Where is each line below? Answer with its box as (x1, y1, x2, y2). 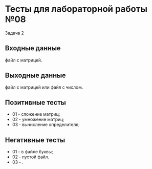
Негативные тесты (5, 136, 65, 144)
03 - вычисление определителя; (12, 122, 80, 127)
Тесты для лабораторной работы (5, 3, 148, 15)
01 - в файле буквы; (12, 149, 53, 155)
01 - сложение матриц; (12, 111, 60, 117)
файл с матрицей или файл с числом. (5, 84, 83, 90)
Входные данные (5, 44, 61, 52)
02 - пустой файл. (12, 154, 49, 160)
